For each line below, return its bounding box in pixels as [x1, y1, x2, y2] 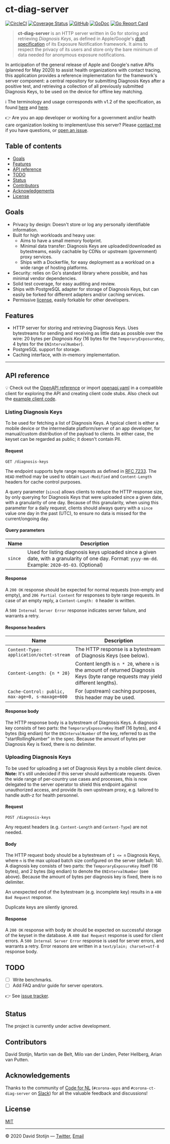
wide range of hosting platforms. [20, 264, 89, 270]
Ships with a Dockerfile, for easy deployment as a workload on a [20, 259, 155, 265]
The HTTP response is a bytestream [75, 646, 161, 653]
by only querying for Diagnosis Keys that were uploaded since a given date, [5, 494, 163, 500]
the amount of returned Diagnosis [75, 667, 155, 674]
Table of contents [5, 142, 62, 151]
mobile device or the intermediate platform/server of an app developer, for [5, 425, 160, 432]
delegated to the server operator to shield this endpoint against [5, 781, 137, 787]
